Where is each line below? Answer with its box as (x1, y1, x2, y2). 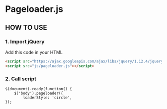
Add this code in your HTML (5, 49, 63, 55)
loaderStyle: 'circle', (23, 95, 72, 100)
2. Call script (5, 75, 36, 82)
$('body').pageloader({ (14, 91, 64, 96)
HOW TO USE (5, 23, 47, 32)
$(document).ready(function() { (5, 86, 72, 91)
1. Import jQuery (5, 38, 45, 45)
